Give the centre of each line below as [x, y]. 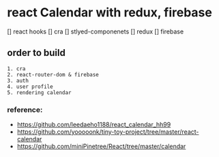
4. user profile [30, 87]
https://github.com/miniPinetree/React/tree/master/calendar [101, 146]
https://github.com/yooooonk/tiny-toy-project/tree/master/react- [108, 132]
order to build [36, 53]
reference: [25, 109]
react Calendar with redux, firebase [110, 13]
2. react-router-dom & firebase [53, 74]
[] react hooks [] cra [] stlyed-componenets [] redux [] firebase [96, 31]
